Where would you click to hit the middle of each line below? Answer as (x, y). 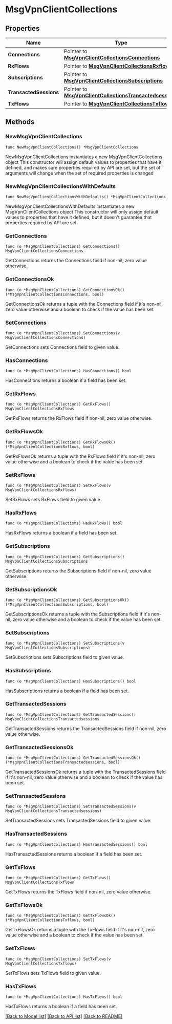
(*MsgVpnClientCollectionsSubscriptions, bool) (57, 604)
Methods (20, 122)
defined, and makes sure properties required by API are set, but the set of (83, 167)
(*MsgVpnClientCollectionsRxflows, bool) (50, 446)
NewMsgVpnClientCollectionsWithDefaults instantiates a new (70, 206)
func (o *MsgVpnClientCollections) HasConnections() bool (68, 371)
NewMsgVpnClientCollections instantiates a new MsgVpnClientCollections (84, 157)
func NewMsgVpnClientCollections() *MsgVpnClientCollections (72, 147)
